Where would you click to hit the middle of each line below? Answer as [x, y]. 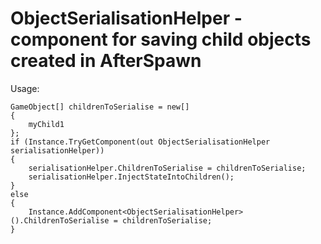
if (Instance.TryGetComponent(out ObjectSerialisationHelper [140, 142]
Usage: [25, 88]
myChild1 [46, 124]
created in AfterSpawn [106, 61]
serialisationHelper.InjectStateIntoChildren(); [131, 177]
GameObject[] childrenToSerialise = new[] [100, 107]
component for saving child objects [161, 39]
